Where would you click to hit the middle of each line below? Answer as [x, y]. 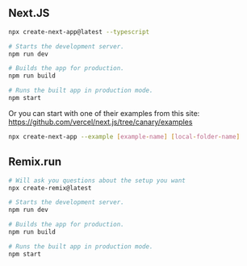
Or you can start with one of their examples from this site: [104, 113]
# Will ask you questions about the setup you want [97, 181]
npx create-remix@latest [50, 188]
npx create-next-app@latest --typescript [79, 31]
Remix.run [35, 162]
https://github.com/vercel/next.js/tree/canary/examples [100, 122]
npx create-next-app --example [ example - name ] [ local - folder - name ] [124, 136]
